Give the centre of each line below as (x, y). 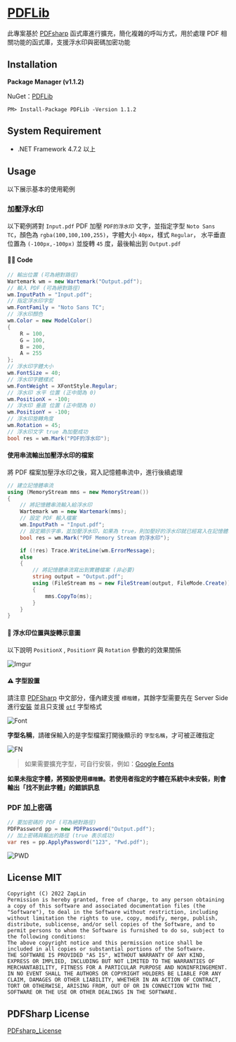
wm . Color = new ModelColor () (50, 321)
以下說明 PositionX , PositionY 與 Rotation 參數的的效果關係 (94, 649)
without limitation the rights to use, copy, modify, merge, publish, (113, 919)
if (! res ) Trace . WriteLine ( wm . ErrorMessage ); (88, 550)
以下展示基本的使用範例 (41, 189)
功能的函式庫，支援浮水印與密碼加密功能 (72, 42)
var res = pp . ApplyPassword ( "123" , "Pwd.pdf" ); (78, 842)
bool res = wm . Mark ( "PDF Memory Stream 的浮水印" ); (95, 538)
